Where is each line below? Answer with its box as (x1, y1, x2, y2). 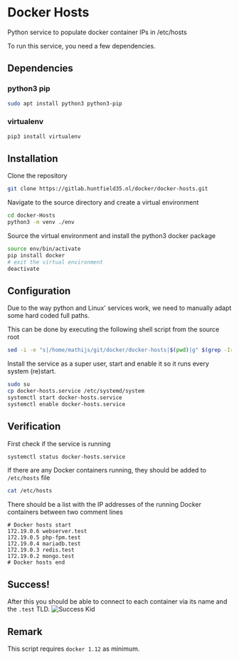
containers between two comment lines (7, 507, 123, 517)
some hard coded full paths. (7, 311, 90, 320)
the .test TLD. (7, 605, 51, 614)
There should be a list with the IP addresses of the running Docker (7, 500, 201, 509)
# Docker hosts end (7, 559, 65, 567)
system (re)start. (7, 367, 56, 376)
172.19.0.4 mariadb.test (7, 540, 81, 547)
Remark (7, 625, 43, 638)
